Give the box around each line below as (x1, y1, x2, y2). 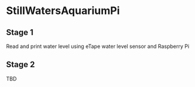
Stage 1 (6, 27, 34, 37)
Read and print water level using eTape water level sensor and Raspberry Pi (6, 43, 190, 50)
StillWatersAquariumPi (6, 4, 120, 18)
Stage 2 (6, 60, 35, 69)
